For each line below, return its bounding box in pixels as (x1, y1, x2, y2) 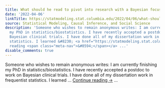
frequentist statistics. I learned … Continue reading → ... (5, 77, 118, 83)
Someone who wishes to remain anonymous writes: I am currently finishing (5, 62, 157, 67)
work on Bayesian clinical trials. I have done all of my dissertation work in (5, 72, 153, 78)
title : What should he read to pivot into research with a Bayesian (5, 7, 148, 12)
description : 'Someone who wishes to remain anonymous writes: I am (5, 25, 148, 30)
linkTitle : (5, 16, 27, 21)
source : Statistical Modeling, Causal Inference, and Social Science (5, 21, 151, 26)
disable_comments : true (5, 48, 54, 53)
